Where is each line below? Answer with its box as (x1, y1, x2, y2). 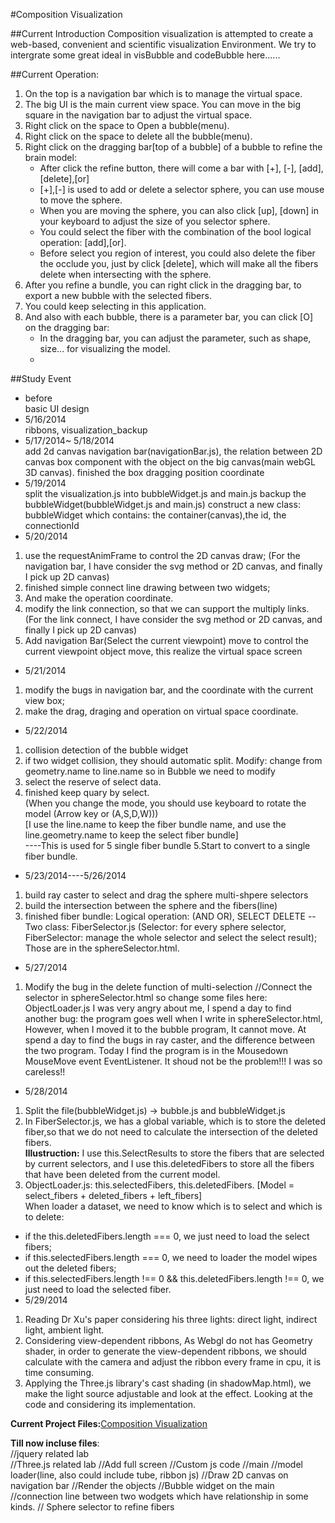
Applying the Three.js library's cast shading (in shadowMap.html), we (24, 1377, 312, 1389)
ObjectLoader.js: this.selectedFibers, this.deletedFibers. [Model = (24, 1179, 295, 1191)
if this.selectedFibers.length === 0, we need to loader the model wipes (24, 1252, 318, 1263)
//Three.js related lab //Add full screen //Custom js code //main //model (10, 1459, 303, 1470)
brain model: (24, 152, 77, 163)
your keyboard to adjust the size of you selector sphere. (39, 215, 271, 227)
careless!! (24, 1066, 66, 1078)
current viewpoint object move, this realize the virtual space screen (24, 645, 303, 657)
